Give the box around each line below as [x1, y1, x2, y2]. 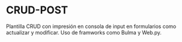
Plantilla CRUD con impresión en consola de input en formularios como [6, 23, 177, 30]
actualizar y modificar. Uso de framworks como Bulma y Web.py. [6, 29, 162, 36]
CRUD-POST [6, 3, 68, 17]
